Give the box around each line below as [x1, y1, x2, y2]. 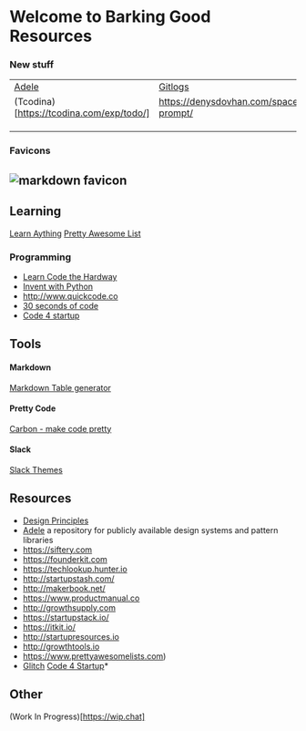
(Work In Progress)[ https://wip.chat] [9, 711, 146, 722]
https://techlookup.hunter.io [22, 563, 127, 574]
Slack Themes [9, 464, 64, 475]
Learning [9, 203, 62, 220]
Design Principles [22, 515, 89, 526]
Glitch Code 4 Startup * [22, 660, 109, 671]
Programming [9, 251, 71, 263]
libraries [22, 534, 54, 545]
